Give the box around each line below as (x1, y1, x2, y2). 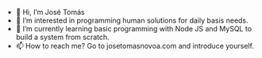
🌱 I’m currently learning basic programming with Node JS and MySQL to (15, 24, 252, 33)
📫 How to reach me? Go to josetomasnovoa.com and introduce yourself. (15, 42, 254, 50)
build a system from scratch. (15, 32, 110, 42)
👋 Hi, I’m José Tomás (15, 8, 85, 16)
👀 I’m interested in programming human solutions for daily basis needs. (15, 16, 249, 25)
